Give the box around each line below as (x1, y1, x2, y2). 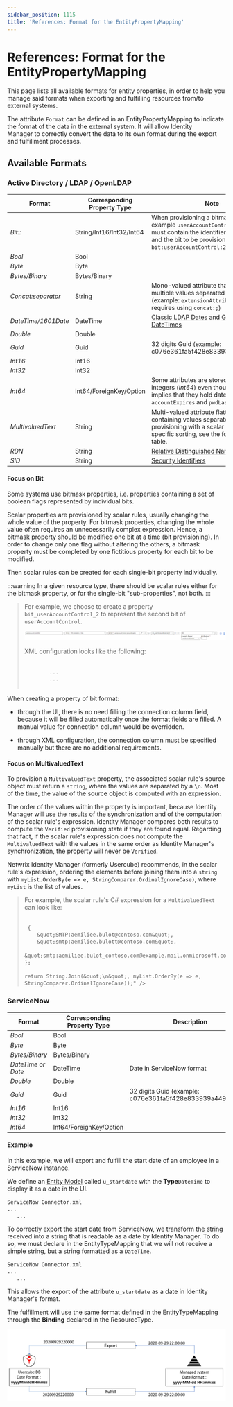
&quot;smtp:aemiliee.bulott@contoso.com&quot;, (37, 938, 177, 946)
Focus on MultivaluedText (7, 759, 84, 768)
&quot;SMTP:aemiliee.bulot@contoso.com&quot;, (37, 931, 174, 939)
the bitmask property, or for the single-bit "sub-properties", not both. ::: (7, 589, 212, 597)
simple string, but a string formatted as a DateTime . (7, 1247, 152, 1255)
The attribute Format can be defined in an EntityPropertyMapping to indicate (7, 115, 225, 123)
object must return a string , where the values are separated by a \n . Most (7, 782, 219, 791)
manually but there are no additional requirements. (17, 743, 162, 752)
